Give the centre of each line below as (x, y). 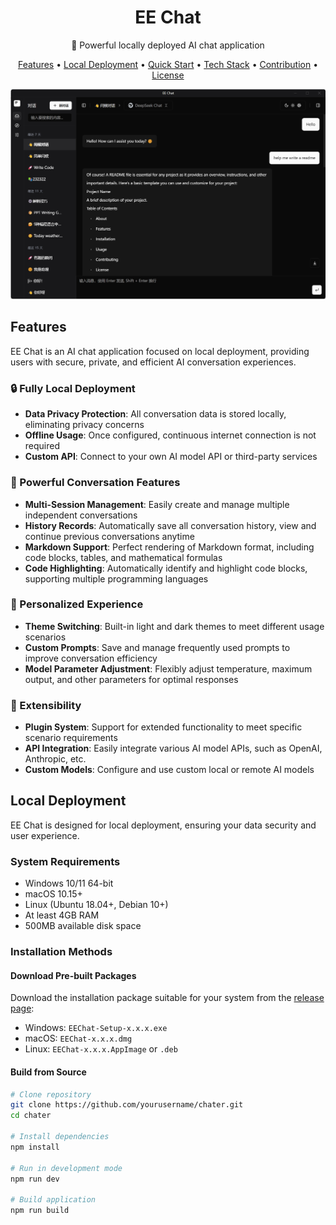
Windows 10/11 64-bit (69, 883)
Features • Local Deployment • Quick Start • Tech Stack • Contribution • (168, 64)
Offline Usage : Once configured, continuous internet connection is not (170, 435)
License (168, 75)
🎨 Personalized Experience (77, 604)
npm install (35, 1147)
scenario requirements (71, 738)
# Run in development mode (66, 1168)
